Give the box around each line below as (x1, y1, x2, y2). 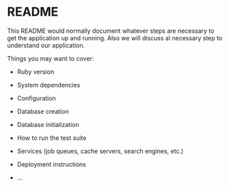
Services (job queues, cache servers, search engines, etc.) (16, 147, 184, 155)
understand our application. (7, 41, 85, 49)
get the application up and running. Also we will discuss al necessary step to (7, 33, 223, 42)
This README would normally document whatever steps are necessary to (7, 27, 215, 35)
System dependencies (16, 81, 81, 89)
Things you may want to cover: (7, 54, 94, 62)
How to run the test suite (16, 134, 87, 142)
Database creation (16, 107, 70, 115)
